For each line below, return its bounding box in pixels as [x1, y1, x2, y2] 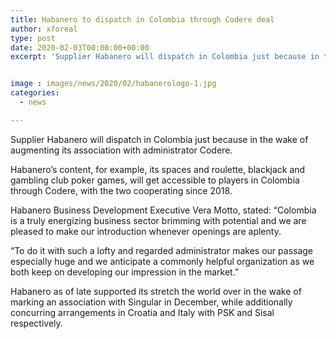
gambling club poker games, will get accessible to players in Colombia [10, 174, 300, 186]
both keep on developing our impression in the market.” [10, 266, 240, 278]
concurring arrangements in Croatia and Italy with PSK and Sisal [10, 306, 275, 318]
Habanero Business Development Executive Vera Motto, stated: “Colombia [10, 204, 317, 216]
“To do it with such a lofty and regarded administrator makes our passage [10, 244, 314, 256]
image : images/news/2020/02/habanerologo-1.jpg [10, 79, 217, 89]
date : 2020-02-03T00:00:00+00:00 [10, 42, 150, 53]
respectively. [10, 317, 63, 329]
